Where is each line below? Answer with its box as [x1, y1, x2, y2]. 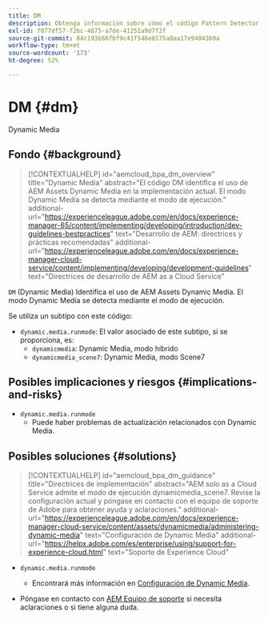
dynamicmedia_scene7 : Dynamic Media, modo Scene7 [31, 352, 206, 362]
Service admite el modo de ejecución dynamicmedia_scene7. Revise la [27, 488, 261, 497]
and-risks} [8, 388, 63, 402]
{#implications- [177, 375, 258, 389]
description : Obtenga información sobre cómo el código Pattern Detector [8, 19, 260, 27]
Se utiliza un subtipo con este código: [8, 310, 133, 321]
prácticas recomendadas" [27, 237, 114, 247]
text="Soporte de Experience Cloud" [107, 547, 230, 557]
